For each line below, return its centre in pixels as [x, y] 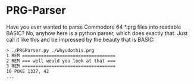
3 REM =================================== [61, 66]
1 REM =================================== [61, 55]
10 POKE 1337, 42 [28, 71]
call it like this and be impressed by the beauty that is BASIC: [81, 39]
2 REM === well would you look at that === [61, 61]
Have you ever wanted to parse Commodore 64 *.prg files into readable [94, 27]
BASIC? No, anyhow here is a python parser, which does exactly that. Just [97, 33]
